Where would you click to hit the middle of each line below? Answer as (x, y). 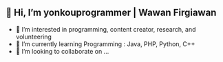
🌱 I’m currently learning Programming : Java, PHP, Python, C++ (105, 44)
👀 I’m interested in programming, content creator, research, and (106, 29)
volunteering (34, 37)
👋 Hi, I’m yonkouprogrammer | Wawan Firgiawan (111, 13)
